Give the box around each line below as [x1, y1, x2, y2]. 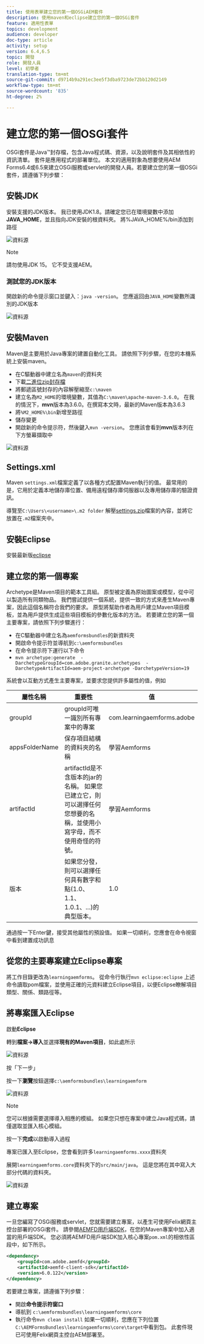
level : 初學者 [6, 65, 39, 72]
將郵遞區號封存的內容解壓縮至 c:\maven [15, 386, 112, 393]
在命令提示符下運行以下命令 [15, 647, 85, 654]
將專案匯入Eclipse [6, 1008, 75, 1019]
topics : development [6, 26, 59, 32]
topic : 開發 [6, 54, 35, 60]
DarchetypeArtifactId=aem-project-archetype [15, 665, 130, 672]
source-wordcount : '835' [6, 88, 69, 94]
